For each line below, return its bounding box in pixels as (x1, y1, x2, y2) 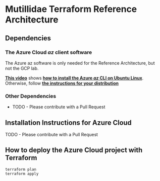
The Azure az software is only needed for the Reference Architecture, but (5, 60, 155, 66)
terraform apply (5, 171, 39, 176)
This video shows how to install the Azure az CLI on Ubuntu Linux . (5, 75, 144, 81)
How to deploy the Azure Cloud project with (5, 146, 143, 155)
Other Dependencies (5, 92, 56, 99)
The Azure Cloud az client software (5, 49, 92, 56)
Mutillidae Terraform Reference (5, 3, 137, 15)
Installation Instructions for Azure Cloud (5, 118, 132, 127)
